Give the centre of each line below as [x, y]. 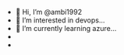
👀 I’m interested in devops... [60, 20]
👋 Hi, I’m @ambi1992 [49, 12]
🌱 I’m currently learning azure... [66, 28]
